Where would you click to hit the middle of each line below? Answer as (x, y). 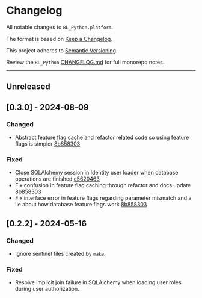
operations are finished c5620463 (57, 179)
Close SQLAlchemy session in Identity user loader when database (96, 173)
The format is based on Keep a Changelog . (59, 39)
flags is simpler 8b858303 (47, 144)
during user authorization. (47, 289)
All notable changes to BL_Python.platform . (60, 27)
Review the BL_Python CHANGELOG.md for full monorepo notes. (85, 62)
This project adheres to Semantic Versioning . (62, 50)
